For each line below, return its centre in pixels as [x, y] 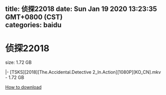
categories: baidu [33, 25]
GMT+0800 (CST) [34, 17]
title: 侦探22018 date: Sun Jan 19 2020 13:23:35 [81, 9]
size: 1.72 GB [18, 62]
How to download [23, 87]
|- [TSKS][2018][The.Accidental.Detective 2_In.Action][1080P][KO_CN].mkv [83, 72]
